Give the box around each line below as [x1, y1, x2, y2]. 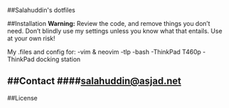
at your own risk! [7, 34, 56, 43]
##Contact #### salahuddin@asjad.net [7, 75, 182, 87]
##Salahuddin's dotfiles [7, 6, 75, 14]
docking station [36, 55, 81, 63]
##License [7, 93, 38, 102]
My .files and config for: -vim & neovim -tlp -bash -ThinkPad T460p [7, 48, 201, 56]
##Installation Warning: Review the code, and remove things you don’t [7, 20, 211, 27]
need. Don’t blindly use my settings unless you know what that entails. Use [7, 27, 223, 35]
